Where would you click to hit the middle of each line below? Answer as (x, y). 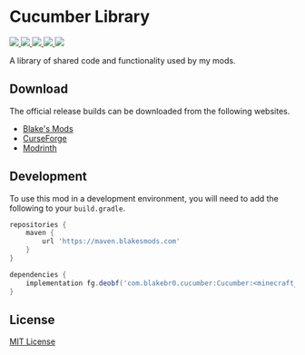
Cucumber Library (80, 17)
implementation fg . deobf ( (75, 283)
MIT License (33, 341)
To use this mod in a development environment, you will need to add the (144, 198)
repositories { (38, 224)
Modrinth (39, 148)
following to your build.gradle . (67, 208)
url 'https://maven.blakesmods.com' (111, 242)
